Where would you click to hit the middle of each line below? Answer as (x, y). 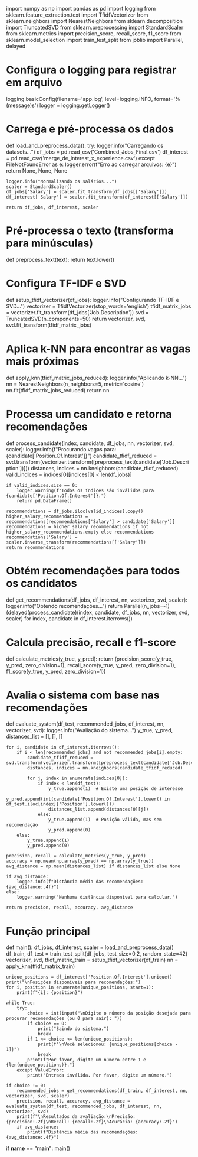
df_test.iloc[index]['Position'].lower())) (60, 804)
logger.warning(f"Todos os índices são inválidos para (85, 490)
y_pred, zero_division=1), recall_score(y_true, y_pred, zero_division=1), (91, 665)
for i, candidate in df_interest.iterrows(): (63, 747)
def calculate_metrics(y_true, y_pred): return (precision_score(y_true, (90, 659)
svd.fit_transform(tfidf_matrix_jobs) (49, 325)
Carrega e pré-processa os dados (90, 129)
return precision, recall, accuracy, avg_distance (70, 908)
